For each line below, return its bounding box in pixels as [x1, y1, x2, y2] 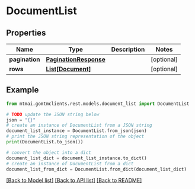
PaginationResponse [46, 55, 106, 63]
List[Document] [46, 65, 91, 73]
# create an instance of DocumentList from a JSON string [6, 123, 152, 129]
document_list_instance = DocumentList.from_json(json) [6, 128, 147, 134]
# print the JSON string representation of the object [6, 133, 145, 140]
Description [111, 46, 145, 53]
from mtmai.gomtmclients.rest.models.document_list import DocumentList [6, 101, 190, 107]
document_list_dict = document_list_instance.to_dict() [6, 155, 147, 161]
